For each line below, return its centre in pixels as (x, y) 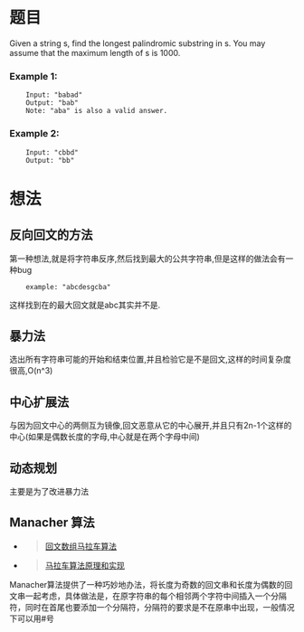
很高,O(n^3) (31, 371)
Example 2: (34, 134)
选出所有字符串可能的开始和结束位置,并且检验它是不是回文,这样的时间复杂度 (151, 359)
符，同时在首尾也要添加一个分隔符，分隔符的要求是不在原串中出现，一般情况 (152, 607)
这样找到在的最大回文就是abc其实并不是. (85, 305)
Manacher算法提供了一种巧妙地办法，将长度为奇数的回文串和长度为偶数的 (147, 584)
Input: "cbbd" (52, 152)
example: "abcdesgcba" (68, 287)
